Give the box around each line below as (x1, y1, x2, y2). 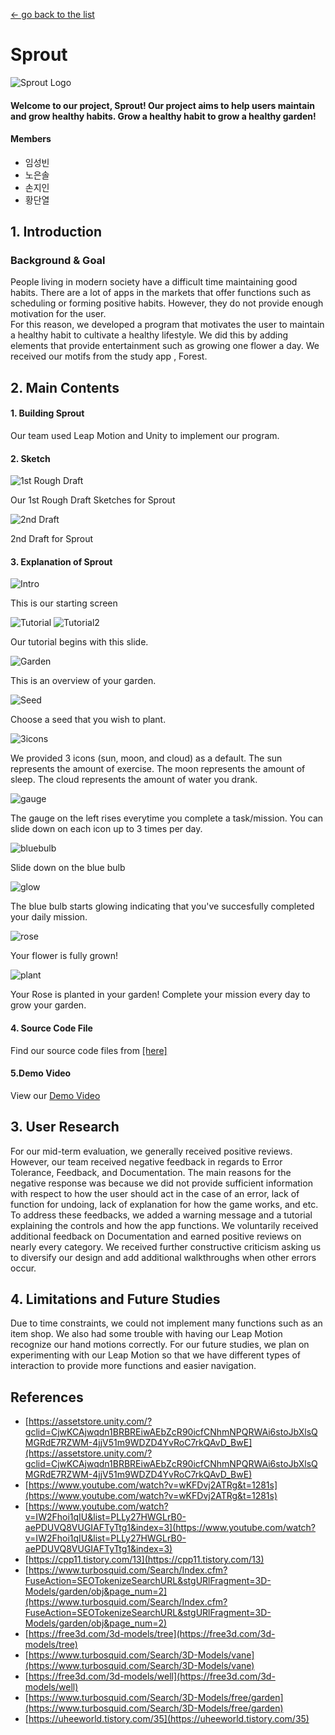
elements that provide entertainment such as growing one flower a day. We (10, 340, 320, 352)
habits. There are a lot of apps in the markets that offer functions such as (10, 287, 312, 299)
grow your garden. (10, 999, 87, 1011)
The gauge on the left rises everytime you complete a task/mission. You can (10, 812, 324, 824)
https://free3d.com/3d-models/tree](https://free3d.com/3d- (28, 1628, 276, 1640)
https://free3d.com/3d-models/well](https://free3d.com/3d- (28, 1670, 276, 1683)
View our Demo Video (10, 1089, 101, 1101)
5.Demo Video (10, 1067, 72, 1079)
